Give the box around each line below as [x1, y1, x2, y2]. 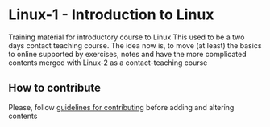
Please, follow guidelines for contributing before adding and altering [8, 102, 235, 112]
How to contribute [8, 81, 102, 95]
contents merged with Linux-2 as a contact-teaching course [8, 58, 208, 68]
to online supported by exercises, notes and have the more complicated [8, 49, 247, 59]
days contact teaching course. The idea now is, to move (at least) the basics [8, 40, 262, 50]
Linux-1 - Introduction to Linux [8, 6, 214, 24]
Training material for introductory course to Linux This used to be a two [8, 32, 245, 42]
